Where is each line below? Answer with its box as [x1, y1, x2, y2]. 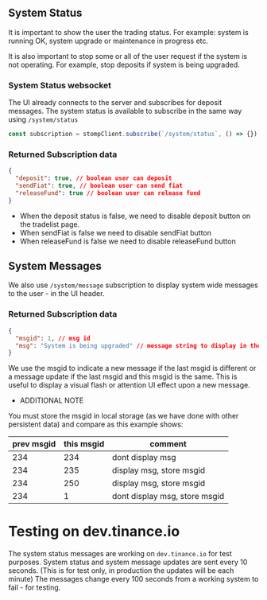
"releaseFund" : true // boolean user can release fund [15, 189, 201, 197]
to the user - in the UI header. [8, 289, 105, 298]
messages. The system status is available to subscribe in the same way [8, 107, 242, 116]
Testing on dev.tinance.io [8, 523, 180, 540]
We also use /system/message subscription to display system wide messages [8, 280, 258, 290]
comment [149, 438, 187, 450]
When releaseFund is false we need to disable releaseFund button [19, 236, 236, 246]
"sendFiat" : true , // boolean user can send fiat [15, 182, 183, 190]
